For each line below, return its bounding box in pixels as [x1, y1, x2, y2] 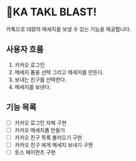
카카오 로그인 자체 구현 [14, 119, 67, 126]
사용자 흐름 [6, 44, 44, 55]
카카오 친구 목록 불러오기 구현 [14, 134, 82, 141]
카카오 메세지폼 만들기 [14, 126, 66, 133]
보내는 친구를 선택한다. [14, 76, 67, 83]
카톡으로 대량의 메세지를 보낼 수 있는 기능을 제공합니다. [6, 25, 131, 32]
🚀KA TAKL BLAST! [6, 5, 97, 19]
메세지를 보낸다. [14, 83, 51, 90]
